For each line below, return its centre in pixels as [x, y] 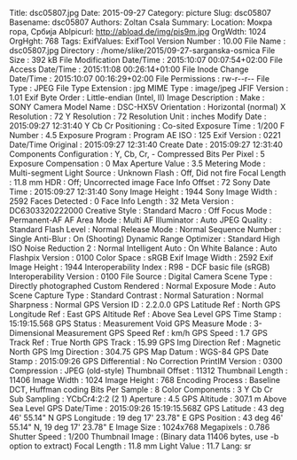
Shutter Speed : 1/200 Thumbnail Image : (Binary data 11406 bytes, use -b [144, 437]
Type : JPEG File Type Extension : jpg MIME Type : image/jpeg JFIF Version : [149, 88]
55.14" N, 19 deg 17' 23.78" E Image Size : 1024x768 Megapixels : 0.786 [140, 427]
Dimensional [32, 333]
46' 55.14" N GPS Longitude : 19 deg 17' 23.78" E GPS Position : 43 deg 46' [146, 417]
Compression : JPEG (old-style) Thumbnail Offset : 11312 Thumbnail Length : [148, 370]
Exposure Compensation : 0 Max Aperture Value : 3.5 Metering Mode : [137, 164]
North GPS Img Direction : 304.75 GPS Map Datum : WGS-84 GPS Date [139, 352]
